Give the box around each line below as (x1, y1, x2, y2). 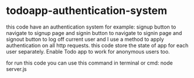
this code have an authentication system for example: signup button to (6, 23, 176, 30)
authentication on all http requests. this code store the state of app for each (6, 42, 189, 49)
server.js (6, 65, 28, 72)
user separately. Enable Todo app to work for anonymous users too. (6, 48, 170, 55)
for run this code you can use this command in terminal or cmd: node (6, 59, 173, 66)
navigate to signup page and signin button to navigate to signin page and (6, 29, 182, 36)
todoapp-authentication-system (6, 4, 168, 17)
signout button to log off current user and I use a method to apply (6, 36, 164, 42)
